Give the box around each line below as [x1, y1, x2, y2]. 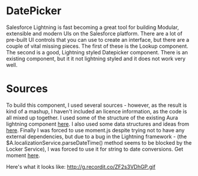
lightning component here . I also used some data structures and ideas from [6, 120, 190, 128]
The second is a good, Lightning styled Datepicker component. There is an [6, 48, 188, 56]
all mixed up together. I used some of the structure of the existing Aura [6, 114, 178, 121]
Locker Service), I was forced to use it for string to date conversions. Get [6, 145, 183, 152]
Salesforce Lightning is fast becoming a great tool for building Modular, [6, 24, 179, 31]
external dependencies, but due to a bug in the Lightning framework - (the [6, 133, 187, 140]
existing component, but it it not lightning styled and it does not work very [6, 55, 186, 62]
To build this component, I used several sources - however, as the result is [6, 102, 187, 109]
